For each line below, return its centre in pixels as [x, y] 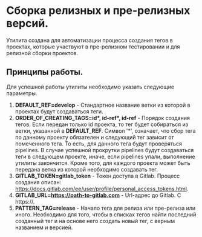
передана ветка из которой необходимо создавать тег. [86, 169]
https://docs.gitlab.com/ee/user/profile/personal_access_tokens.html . [102, 189]
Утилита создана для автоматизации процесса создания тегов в [90, 40]
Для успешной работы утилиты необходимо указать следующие [90, 87]
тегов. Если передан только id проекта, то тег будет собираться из [102, 124]
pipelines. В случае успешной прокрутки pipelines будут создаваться [104, 150]
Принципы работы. [45, 72]
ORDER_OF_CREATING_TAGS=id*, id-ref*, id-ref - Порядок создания [103, 118]
